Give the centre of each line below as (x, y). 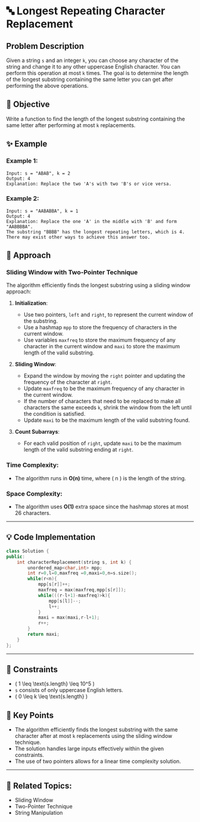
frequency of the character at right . (68, 382)
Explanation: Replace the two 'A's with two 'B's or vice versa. (89, 184)
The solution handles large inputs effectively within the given (89, 749)
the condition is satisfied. (54, 414)
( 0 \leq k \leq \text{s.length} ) (51, 697)
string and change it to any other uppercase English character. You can (93, 67)
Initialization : (31, 303)
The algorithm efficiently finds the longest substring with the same (96, 730)
